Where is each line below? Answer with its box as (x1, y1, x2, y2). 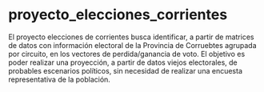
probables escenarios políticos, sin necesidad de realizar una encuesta (8, 66, 242, 75)
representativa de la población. (8, 74, 110, 84)
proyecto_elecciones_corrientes (8, 6, 228, 24)
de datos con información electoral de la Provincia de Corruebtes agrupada (8, 40, 257, 50)
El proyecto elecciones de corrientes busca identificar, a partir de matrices (8, 32, 254, 42)
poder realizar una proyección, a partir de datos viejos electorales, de (8, 58, 238, 67)
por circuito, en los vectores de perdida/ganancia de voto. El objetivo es (8, 49, 246, 58)
